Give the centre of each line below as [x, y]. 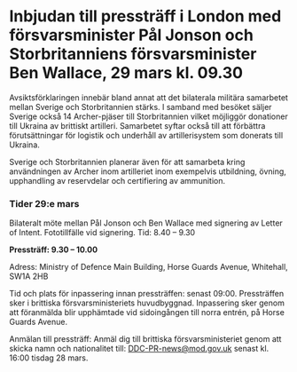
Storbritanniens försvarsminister [133, 54]
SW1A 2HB [29, 276]
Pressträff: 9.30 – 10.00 [54, 249]
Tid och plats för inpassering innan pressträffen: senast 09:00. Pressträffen [147, 294]
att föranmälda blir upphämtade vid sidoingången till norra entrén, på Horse [147, 313]
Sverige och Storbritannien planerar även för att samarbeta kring [127, 162]
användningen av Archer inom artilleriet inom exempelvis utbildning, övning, [148, 171]
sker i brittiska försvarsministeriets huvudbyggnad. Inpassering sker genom [147, 303]
